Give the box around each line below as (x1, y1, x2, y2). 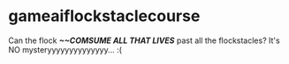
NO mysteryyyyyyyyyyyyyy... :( (8, 44, 123, 54)
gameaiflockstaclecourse (8, 6, 201, 26)
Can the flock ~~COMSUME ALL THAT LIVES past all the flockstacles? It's (8, 35, 280, 46)
